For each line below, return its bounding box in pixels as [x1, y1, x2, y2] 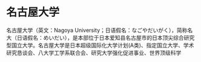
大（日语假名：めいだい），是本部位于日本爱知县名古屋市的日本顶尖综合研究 [6, 34, 195, 41]
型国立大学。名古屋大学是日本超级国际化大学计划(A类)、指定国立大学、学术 [6, 42, 194, 49]
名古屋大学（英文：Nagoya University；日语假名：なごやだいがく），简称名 [6, 26, 193, 34]
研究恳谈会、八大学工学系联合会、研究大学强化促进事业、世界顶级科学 [6, 49, 182, 56]
